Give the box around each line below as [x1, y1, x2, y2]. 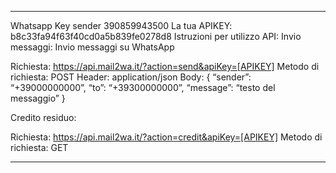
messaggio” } [10, 92, 66, 104]
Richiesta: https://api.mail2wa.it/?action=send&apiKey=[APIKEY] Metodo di [10, 61, 320, 72]
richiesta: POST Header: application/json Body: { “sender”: [10, 71, 252, 83]
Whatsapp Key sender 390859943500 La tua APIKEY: [10, 20, 233, 31]
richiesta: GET [10, 142, 69, 153]
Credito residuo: [10, 112, 77, 123]
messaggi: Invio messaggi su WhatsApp [10, 41, 175, 53]
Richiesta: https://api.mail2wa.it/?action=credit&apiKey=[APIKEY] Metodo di [10, 131, 323, 143]
